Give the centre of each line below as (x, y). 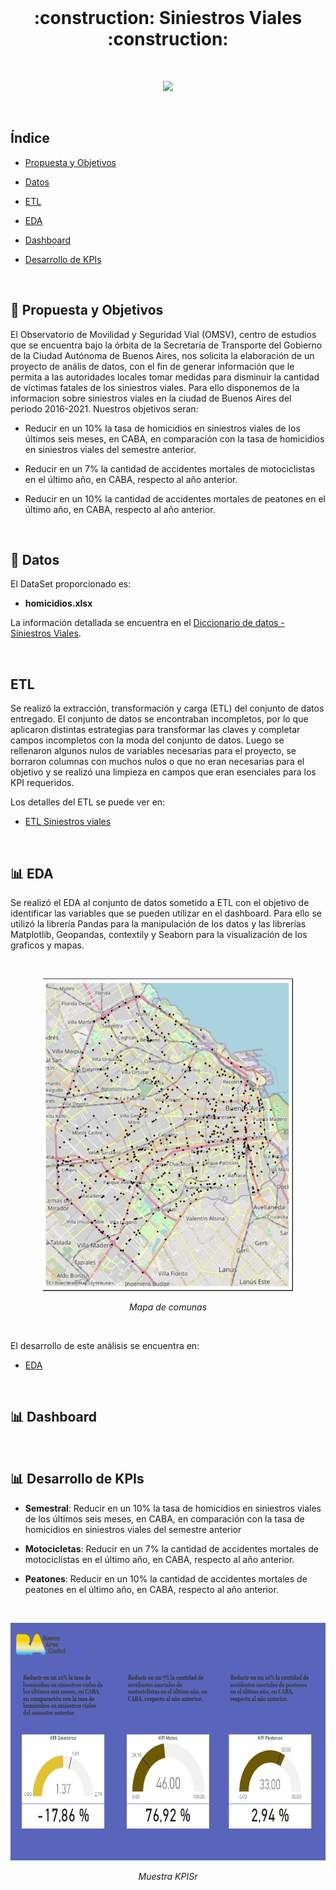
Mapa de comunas (168, 1307)
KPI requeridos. (42, 783)
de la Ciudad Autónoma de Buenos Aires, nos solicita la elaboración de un (162, 355)
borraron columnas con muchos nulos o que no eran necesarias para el (157, 762)
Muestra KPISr (168, 1876)
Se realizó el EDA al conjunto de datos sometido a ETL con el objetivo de (160, 902)
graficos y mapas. (47, 945)
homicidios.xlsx (58, 603)
